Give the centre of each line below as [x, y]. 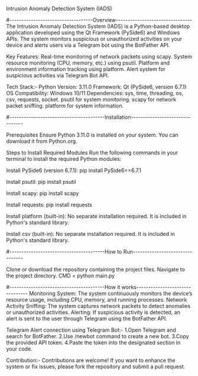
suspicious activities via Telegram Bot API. [58, 75]
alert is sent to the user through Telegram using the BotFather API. [87, 318]
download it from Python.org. [42, 141]
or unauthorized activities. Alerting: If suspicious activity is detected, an [93, 312]
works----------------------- [156, 287]
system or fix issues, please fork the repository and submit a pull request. [95, 367]
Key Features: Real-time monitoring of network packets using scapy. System [99, 56]
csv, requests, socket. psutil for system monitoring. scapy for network [91, 99]
